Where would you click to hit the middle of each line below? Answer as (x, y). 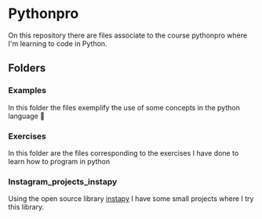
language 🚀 (27, 116)
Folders (27, 68)
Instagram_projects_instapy (63, 181)
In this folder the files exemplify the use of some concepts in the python (124, 107)
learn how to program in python (59, 161)
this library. (26, 207)
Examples (27, 91)
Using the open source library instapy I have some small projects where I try (131, 199)
